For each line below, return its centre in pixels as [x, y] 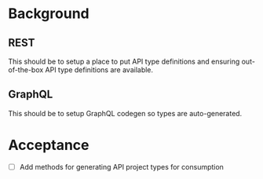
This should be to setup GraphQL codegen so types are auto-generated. [125, 113]
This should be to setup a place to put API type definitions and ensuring [124, 61]
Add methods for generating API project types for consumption [121, 166]
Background [49, 14]
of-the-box [26, 70]
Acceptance [49, 145]
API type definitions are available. [99, 70]
